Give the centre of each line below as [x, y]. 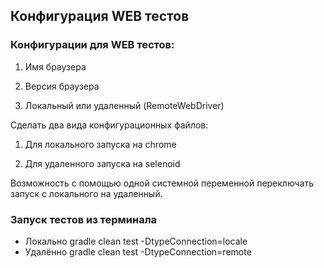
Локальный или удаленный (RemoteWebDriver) [124, 105]
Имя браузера [55, 66]
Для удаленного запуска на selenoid [102, 163]
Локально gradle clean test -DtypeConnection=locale [136, 241]
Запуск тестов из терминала [84, 219]
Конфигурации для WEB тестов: [92, 45]
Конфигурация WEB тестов [100, 16]
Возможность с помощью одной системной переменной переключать [162, 183]
